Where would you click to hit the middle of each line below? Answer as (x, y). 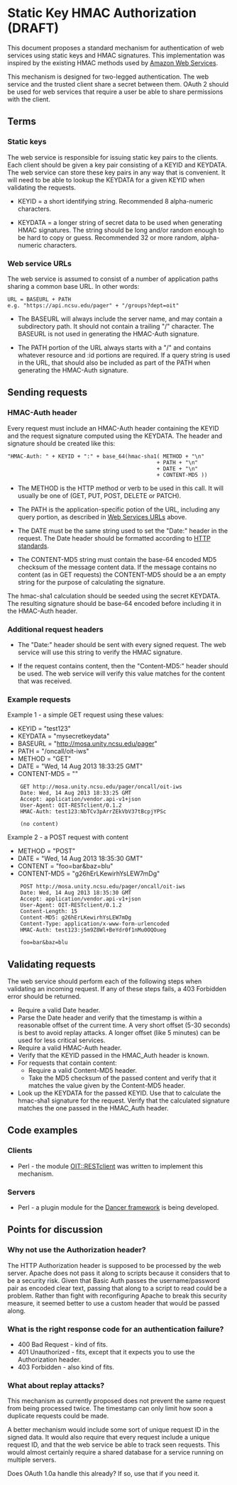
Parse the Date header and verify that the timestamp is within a (110, 1018)
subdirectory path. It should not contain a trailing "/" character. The (116, 326)
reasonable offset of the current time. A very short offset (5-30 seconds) (124, 1025)
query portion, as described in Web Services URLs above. (102, 517)
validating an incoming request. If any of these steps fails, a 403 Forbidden (117, 989)
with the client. (29, 99)
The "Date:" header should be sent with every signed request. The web (122, 644)
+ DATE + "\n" (177, 469)
